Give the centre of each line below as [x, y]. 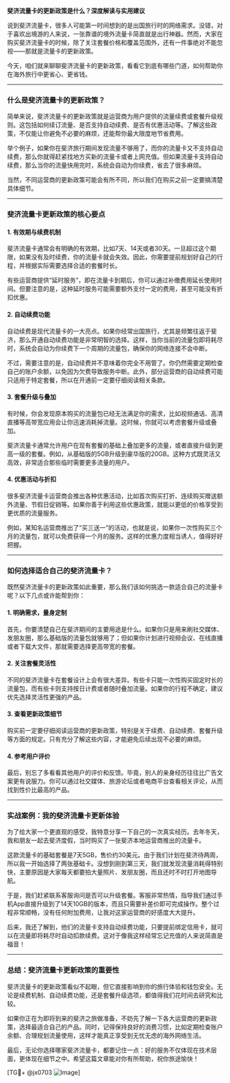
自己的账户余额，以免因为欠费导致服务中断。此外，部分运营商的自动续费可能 [115, 371]
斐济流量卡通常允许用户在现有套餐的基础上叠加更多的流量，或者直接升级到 [112, 445]
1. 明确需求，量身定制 [37, 612]
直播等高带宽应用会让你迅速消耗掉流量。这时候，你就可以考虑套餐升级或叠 [112, 422]
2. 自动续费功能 [29, 314]
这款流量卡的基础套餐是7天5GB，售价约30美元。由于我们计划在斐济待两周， [115, 855]
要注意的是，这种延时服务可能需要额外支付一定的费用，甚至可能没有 [121, 289]
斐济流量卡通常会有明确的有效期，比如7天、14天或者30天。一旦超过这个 [109, 248]
